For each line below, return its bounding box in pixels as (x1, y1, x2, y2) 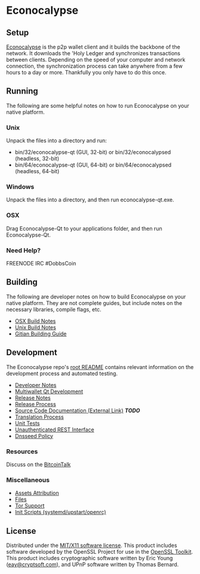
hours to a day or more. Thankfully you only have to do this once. (6, 69, 167, 75)
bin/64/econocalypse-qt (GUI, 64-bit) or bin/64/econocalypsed (14, 161, 172, 168)
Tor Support (14, 502, 45, 509)
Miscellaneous (6, 476, 50, 484)
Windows (6, 183, 35, 191)
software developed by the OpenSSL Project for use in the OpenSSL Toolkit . (6, 548, 193, 555)
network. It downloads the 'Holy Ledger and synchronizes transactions (6, 50, 181, 57)
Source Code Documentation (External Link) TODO (14, 407, 140, 414)
